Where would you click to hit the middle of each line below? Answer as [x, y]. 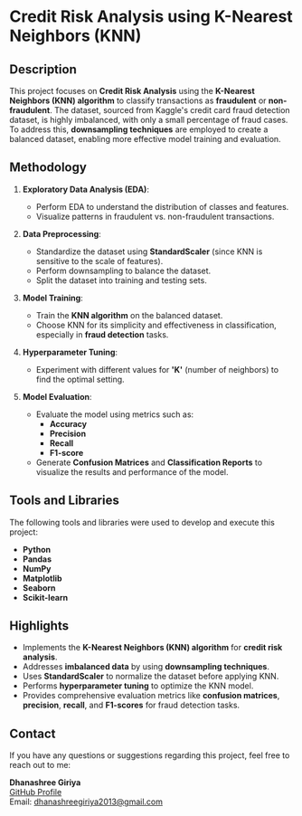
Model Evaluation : [57, 396]
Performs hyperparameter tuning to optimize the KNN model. [138, 686]
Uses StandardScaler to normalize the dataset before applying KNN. [151, 677]
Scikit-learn [45, 597]
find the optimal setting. [80, 379]
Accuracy [68, 423]
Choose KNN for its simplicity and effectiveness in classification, [156, 325]
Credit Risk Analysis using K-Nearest [151, 17]
